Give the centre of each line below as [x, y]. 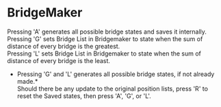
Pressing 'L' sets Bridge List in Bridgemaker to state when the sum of [104, 53]
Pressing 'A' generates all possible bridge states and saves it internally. [107, 32]
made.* [27, 81]
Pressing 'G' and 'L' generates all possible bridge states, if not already [116, 74]
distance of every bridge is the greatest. [64, 46]
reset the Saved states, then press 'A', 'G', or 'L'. [84, 96]
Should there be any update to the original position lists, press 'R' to [113, 88]
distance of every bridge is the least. [59, 60]
